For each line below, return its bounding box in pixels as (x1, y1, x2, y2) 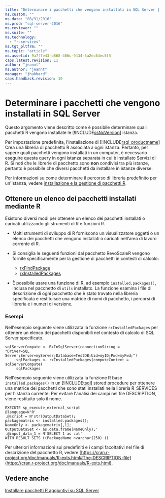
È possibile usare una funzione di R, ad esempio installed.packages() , (12, 280, 157, 286)
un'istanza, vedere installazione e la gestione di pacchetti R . (5, 180, 127, 186)
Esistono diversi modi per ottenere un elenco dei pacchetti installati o (5, 215, 145, 221)
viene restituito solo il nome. (5, 396, 63, 402)
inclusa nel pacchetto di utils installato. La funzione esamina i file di (12, 285, 152, 291)
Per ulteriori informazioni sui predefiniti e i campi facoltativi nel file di (5, 444, 144, 450)
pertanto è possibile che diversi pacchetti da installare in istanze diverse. (5, 165, 153, 171)
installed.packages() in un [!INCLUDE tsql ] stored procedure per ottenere (5, 380, 155, 386)
